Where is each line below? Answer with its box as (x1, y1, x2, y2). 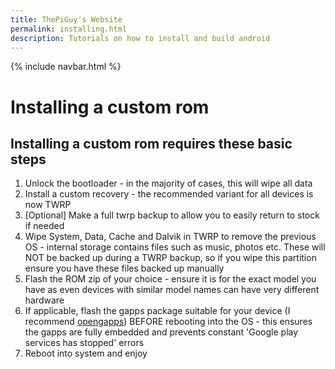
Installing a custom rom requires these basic (10, 135, 293, 152)
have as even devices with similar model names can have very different (24, 284, 320, 296)
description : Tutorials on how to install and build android (10, 33, 271, 43)
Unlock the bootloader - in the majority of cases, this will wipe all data (24, 177, 313, 190)
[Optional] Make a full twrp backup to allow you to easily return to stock (24, 209, 320, 221)
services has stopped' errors (24, 337, 145, 349)
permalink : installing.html (10, 24, 128, 34)
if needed (24, 220, 65, 232)
